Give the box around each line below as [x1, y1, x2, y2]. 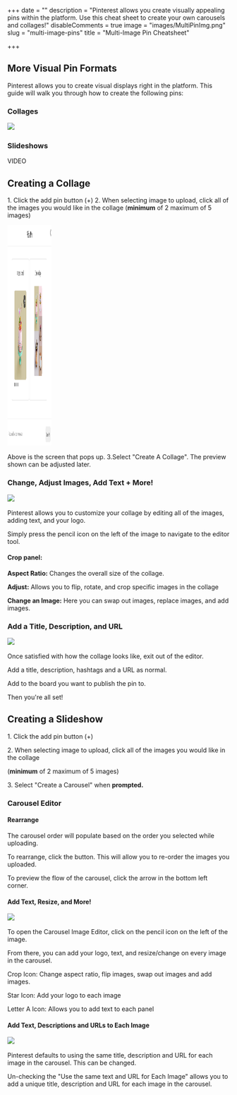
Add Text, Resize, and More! [7, 897, 92, 906]
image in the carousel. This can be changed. [7, 1058, 137, 1067]
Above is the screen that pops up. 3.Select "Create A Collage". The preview [7, 453, 226, 461]
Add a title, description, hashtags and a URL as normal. [7, 666, 167, 674]
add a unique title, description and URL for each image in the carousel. [7, 1079, 212, 1089]
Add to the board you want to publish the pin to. [7, 679, 146, 688]
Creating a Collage [7, 177, 91, 189]
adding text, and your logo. [7, 516, 86, 524]
